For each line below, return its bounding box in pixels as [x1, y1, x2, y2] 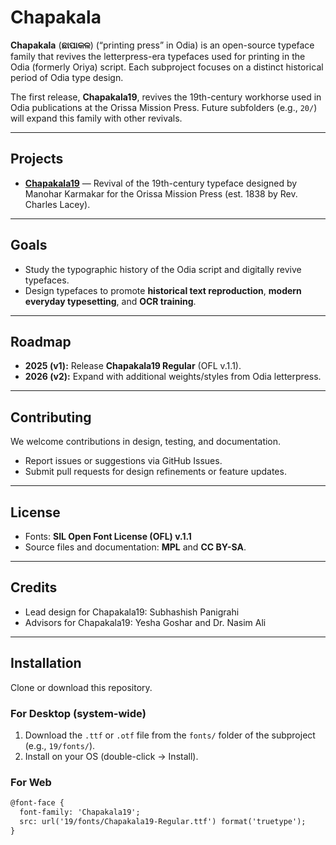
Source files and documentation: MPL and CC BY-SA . [24, 541, 247, 553]
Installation [10, 655, 82, 672]
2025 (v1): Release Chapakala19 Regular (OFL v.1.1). [24, 360, 242, 372]
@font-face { [10, 798, 65, 808]
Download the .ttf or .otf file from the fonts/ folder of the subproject [24, 729, 316, 741]
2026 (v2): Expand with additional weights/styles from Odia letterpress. [24, 371, 322, 383]
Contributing [10, 409, 92, 426]
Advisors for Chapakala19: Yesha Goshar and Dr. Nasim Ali [24, 616, 267, 628]
